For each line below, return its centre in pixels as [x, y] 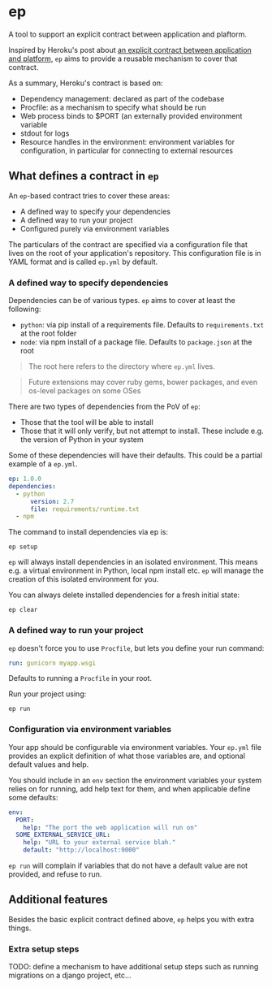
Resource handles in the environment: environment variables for [127, 141]
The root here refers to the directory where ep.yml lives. [121, 366]
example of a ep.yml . [43, 464]
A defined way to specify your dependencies [95, 211]
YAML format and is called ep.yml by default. [83, 262]
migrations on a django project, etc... [70, 975]
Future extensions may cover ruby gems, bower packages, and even [143, 382]
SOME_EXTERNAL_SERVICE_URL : [63, 835]
